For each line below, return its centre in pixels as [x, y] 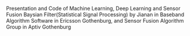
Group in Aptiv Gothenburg [39, 27]
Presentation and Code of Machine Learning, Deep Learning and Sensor [93, 8]
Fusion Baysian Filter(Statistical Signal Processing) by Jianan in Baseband [95, 15]
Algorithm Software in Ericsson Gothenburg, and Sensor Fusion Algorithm [95, 21]
